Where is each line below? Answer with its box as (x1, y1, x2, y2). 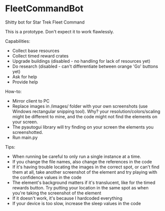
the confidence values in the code (12, 174, 82, 180)
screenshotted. (12, 129, 43, 135)
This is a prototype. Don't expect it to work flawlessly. (5, 28, 114, 34)
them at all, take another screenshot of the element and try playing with (12, 169, 158, 175)
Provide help (12, 79, 38, 85)
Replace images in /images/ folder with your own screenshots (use (12, 103, 148, 109)
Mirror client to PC (12, 98, 50, 104)
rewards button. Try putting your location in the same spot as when (12, 185, 149, 190)
